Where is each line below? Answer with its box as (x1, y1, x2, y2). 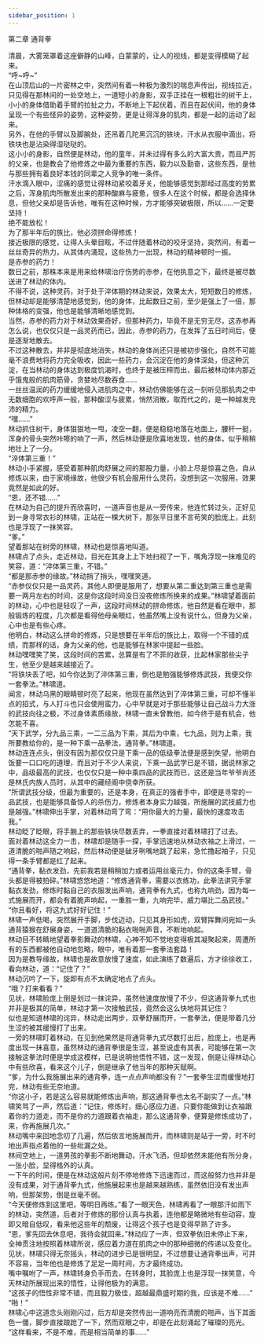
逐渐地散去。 (14, 335, 57, 345)
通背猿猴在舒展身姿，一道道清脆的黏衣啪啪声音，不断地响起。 (8, 925, 208, 934)
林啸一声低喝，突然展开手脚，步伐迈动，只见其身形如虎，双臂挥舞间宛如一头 (8, 914, 256, 924)
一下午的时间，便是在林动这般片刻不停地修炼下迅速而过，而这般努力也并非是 (8, 1170, 256, 1179)
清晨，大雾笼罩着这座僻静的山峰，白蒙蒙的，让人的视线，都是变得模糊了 (8, 50, 242, 60)
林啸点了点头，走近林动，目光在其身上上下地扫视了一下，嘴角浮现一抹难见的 (8, 551, 256, 561)
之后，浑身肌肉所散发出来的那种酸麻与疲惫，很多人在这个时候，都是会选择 (8, 188, 249, 197)
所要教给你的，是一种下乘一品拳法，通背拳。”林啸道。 (8, 738, 181, 747)
